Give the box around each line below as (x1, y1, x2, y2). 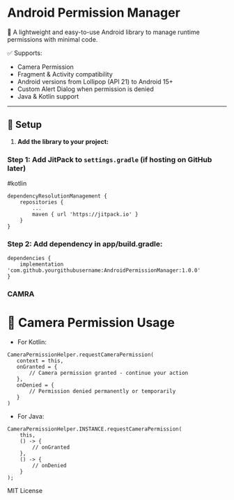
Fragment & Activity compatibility (17, 70, 113, 78)
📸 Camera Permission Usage (7, 315, 175, 331)
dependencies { (7, 255, 52, 262)
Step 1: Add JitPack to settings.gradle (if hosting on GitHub (7, 154, 212, 164)
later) (7, 163, 26, 173)
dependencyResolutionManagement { (7, 193, 108, 200)
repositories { (19, 199, 64, 206)
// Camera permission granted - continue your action (29, 370, 189, 377)
